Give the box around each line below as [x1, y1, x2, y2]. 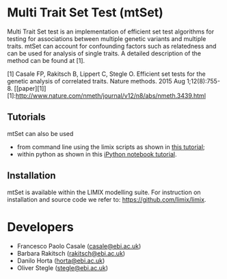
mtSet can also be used [7, 129, 74, 137]
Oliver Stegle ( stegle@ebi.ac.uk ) [16, 263, 108, 271]
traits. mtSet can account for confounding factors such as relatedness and [7, 42, 217, 50]
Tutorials [7, 111, 46, 123]
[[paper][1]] [14, 84, 46, 92]
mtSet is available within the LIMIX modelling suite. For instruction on [7, 188, 201, 196]
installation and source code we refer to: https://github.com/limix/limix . [7, 195, 206, 203]
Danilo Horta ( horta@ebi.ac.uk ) [16, 256, 105, 265]
